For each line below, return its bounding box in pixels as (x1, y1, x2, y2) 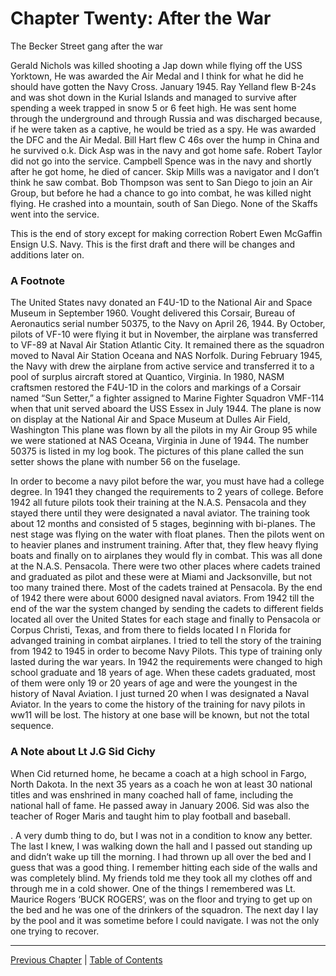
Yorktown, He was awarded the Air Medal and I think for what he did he (10, 70, 305, 82)
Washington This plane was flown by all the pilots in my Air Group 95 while (10, 424, 318, 436)
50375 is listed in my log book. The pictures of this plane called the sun (10, 445, 304, 457)
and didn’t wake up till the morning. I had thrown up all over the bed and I (10, 850, 312, 862)
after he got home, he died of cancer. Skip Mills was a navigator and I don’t (10, 165, 320, 177)
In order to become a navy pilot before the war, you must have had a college (10, 475, 325, 487)
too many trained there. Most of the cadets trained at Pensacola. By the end (10, 582, 323, 594)
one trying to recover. (10, 925, 100, 937)
